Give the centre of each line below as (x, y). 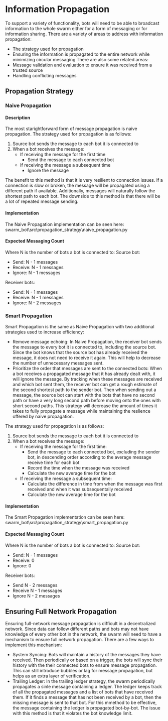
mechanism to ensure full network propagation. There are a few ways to (80, 640)
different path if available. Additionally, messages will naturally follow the (80, 191)
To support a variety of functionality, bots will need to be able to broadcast (82, 23)
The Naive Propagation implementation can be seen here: (65, 224)
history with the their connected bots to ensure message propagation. (85, 665)
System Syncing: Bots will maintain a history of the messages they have (87, 655)
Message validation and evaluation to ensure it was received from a (82, 65)
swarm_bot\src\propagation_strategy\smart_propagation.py (67, 523)
